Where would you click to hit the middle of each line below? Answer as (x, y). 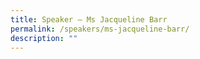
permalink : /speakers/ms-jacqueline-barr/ (100, 29)
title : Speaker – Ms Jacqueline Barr (89, 19)
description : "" (44, 38)
